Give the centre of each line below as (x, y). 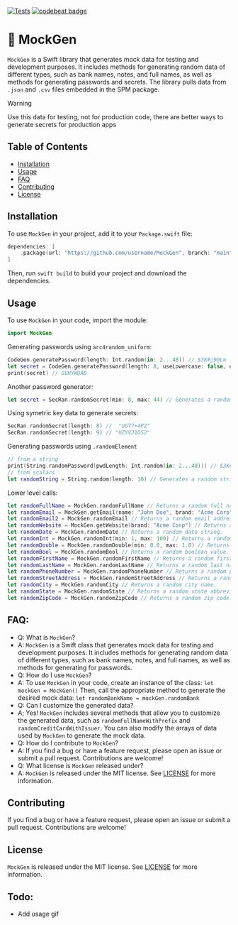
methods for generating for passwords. (75, 667)
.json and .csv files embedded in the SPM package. (84, 89)
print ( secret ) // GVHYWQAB (47, 373)
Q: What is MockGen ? (46, 637)
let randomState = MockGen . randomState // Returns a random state (107, 591)
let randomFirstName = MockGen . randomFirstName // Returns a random (110, 558)
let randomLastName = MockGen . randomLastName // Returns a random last (115, 565)
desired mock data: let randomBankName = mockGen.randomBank (108, 697)
